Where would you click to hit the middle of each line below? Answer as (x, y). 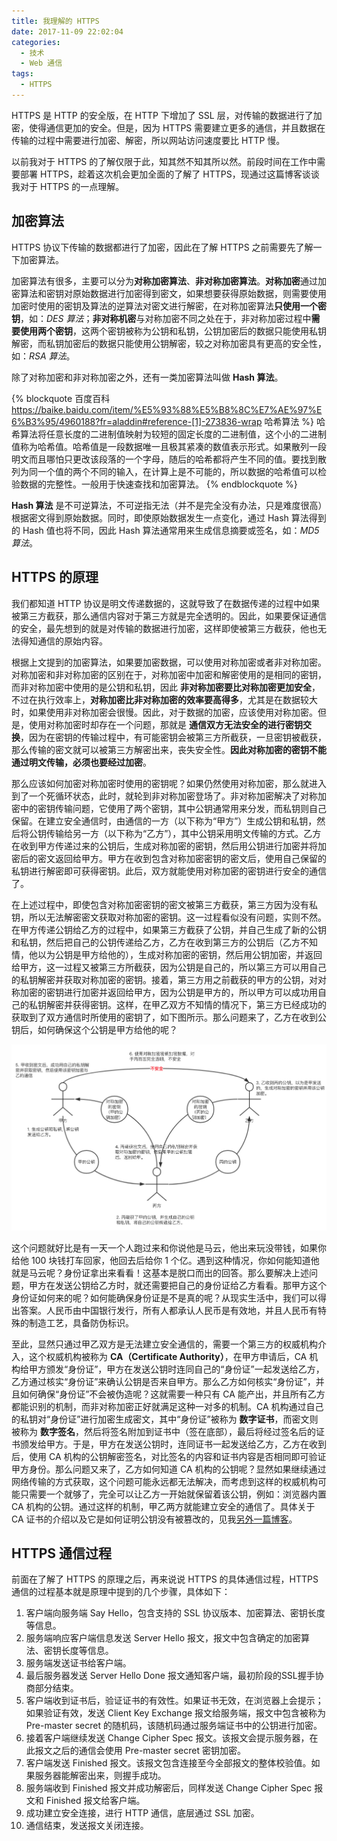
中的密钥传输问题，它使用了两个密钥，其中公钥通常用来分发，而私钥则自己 (173, 808)
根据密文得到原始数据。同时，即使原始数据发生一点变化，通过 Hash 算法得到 (169, 517)
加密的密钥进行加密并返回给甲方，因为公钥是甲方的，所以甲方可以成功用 (168, 992)
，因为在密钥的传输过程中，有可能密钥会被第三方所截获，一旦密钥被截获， (173, 737)
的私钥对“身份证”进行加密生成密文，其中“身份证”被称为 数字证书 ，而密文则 (165, 1419)
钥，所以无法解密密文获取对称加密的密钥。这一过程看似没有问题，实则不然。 (169, 917)
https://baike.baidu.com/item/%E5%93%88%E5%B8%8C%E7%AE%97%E (167, 409)
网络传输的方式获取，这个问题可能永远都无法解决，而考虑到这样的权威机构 (164, 1481)
